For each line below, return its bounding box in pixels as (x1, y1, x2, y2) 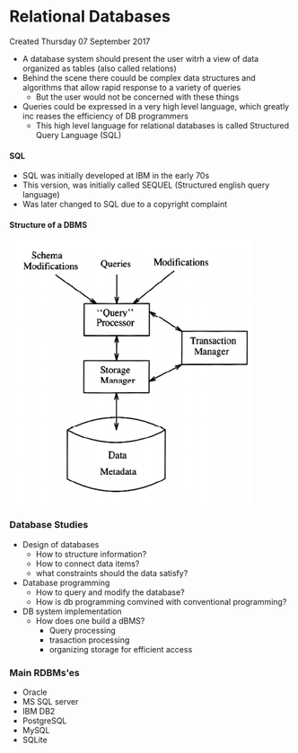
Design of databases (22, 538, 100, 549)
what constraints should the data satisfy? (35, 567, 188, 578)
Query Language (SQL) (35, 129, 122, 140)
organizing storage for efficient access (48, 644, 193, 654)
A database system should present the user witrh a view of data (22, 53, 259, 64)
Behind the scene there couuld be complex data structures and (22, 72, 256, 83)
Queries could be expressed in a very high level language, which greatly (22, 101, 290, 111)
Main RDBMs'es (9, 666, 81, 679)
